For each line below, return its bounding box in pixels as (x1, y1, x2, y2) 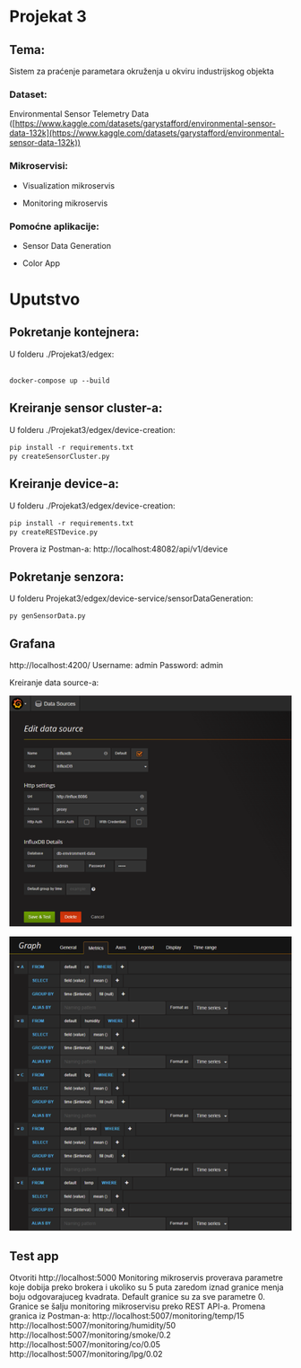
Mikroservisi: (9, 160, 69, 172)
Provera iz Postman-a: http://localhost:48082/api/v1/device (9, 543, 228, 554)
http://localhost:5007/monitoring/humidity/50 (9, 1320, 176, 1331)
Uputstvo (9, 289, 81, 310)
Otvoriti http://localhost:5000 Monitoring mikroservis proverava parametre (9, 1273, 284, 1284)
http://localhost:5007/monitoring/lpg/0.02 (9, 1349, 163, 1360)
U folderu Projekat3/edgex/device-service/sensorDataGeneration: (9, 593, 254, 604)
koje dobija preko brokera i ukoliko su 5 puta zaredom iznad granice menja (9, 1282, 284, 1293)
